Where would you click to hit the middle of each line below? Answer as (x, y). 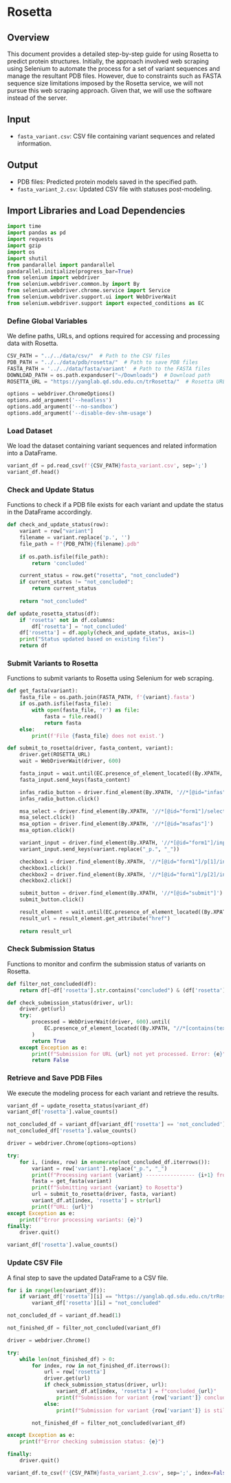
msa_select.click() (47, 818)
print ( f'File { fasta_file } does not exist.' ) (98, 736)
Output (22, 165)
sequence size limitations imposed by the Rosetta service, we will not (106, 83)
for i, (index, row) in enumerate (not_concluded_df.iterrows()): (115, 1162)
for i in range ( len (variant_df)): (57, 1290)
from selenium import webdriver (53, 278)
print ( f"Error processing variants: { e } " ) (81, 1220)
